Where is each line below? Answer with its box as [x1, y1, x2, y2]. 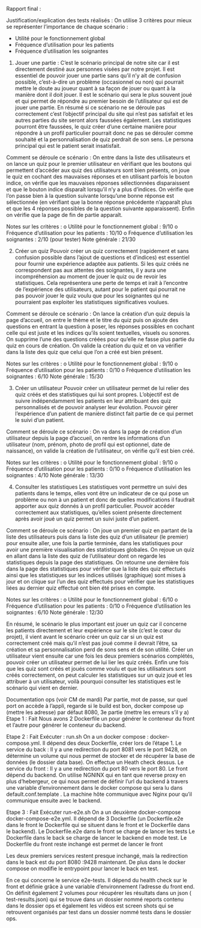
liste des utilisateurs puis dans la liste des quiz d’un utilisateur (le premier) [6, 533, 189, 540]
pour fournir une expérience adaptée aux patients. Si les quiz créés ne [14, 260, 189, 267]
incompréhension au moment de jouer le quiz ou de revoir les [14, 273, 167, 280]
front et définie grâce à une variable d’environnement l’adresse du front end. [6, 883, 195, 890]
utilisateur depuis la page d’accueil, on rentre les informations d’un [6, 435, 170, 441]
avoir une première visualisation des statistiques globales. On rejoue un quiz [6, 546, 195, 553]
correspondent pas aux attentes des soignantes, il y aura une [14, 267, 167, 273]
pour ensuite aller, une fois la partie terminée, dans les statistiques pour [6, 540, 183, 546]
